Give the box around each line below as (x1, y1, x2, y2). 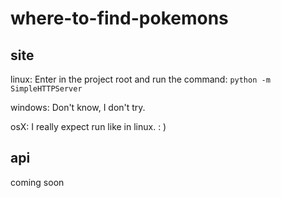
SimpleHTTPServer (10, 84, 83, 94)
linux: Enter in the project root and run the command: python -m (10, 73, 271, 85)
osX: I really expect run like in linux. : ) (10, 121, 167, 132)
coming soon (10, 176, 65, 188)
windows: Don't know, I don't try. (10, 102, 146, 113)
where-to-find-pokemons (10, 7, 229, 30)
